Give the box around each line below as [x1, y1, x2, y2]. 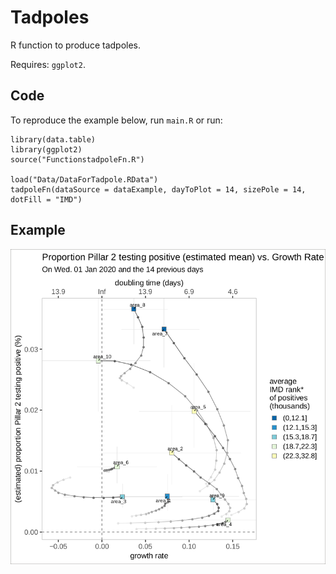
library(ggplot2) [10, 144, 83, 155]
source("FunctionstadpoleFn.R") [10, 154, 145, 165]
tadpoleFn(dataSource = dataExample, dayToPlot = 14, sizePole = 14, [10, 184, 307, 195]
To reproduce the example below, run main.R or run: [10, 114, 223, 126]
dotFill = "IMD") [10, 194, 83, 205]
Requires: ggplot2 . [10, 58, 86, 70]
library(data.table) [10, 134, 97, 145]
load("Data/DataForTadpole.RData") [10, 174, 159, 185]
